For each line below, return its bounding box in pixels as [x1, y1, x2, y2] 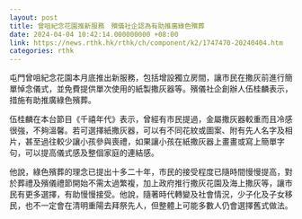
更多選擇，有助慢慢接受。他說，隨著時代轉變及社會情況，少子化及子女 [24, 189, 285, 200]
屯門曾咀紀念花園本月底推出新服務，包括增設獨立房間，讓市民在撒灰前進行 [9, 73, 285, 83]
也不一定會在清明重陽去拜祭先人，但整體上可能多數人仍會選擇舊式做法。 [24, 200, 293, 211]
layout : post [9, 13, 58, 22]
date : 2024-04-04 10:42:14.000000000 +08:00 [9, 30, 179, 39]
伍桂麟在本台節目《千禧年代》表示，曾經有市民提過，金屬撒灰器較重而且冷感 [9, 114, 293, 125]
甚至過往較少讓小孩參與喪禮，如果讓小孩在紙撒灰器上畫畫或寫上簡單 [24, 136, 277, 147]
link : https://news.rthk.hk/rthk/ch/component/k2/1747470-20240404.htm [9, 38, 283, 48]
